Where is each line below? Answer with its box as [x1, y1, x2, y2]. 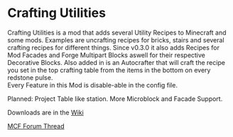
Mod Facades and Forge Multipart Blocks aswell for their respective [7, 51, 206, 59]
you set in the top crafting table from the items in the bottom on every [7, 66, 211, 74]
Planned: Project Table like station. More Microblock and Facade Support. [7, 94, 223, 103]
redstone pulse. [7, 73, 53, 82]
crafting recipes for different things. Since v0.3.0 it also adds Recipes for [7, 43, 220, 52]
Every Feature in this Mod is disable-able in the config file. [7, 81, 178, 89]
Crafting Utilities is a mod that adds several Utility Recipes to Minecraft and [7, 28, 227, 37]
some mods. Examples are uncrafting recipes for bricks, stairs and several [7, 35, 225, 44]
